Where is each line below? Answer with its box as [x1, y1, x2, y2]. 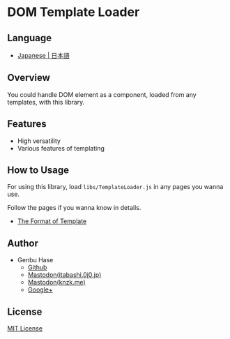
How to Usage [7, 165, 70, 176]
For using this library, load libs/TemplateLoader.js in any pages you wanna [7, 183, 224, 191]
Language [7, 32, 52, 44]
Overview [7, 72, 51, 84]
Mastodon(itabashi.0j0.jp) [27, 271, 102, 279]
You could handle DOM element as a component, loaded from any [7, 90, 197, 98]
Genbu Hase [17, 256, 54, 264]
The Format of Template [17, 217, 87, 225]
